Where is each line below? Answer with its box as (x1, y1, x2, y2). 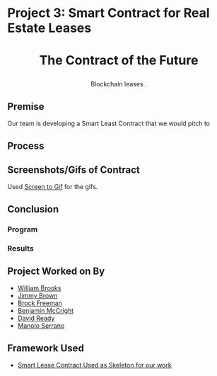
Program (7, 224, 38, 234)
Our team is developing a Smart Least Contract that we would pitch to (7, 119, 211, 128)
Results (7, 243, 34, 253)
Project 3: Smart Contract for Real (7, 5, 210, 21)
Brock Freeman (17, 299, 62, 307)
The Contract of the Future (39, 52, 199, 69)
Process (7, 139, 45, 152)
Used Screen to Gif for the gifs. (7, 183, 98, 191)
